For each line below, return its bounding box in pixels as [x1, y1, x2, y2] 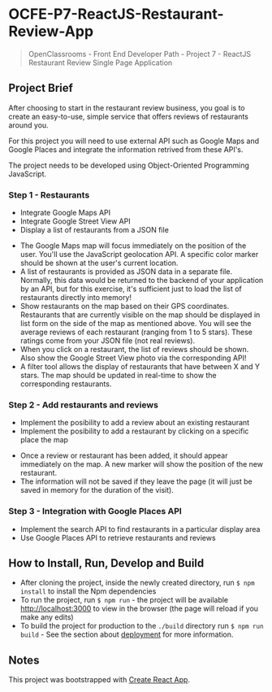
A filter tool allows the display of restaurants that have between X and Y [19, 362, 261, 372]
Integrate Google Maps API [19, 208, 111, 218]
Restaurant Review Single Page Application [28, 58, 173, 67]
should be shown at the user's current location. [19, 258, 179, 268]
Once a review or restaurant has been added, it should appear [19, 450, 228, 460]
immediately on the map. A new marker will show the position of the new [19, 459, 264, 469]
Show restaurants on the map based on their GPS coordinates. [19, 302, 230, 311]
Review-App [8, 22, 94, 41]
